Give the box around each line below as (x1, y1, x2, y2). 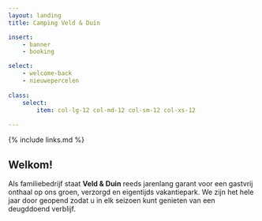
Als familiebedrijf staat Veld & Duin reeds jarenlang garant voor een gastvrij (8, 178, 253, 188)
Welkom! (8, 158, 53, 171)
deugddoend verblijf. (8, 204, 77, 213)
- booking (22, 48, 55, 56)
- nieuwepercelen (22, 77, 80, 84)
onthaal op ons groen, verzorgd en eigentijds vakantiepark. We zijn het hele (8, 187, 254, 197)
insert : (8, 33, 34, 41)
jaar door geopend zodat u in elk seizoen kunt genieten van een (8, 195, 215, 205)
